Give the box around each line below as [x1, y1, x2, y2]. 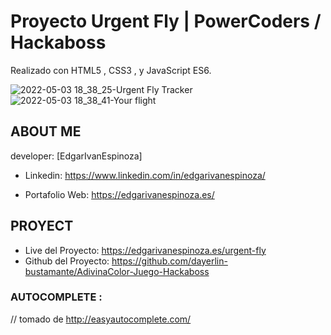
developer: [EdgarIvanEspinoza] [10, 150, 143, 162]
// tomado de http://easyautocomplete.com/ [10, 313, 192, 325]
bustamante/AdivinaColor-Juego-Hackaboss [24, 265, 210, 277]
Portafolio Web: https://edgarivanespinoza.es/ [24, 188, 215, 200]
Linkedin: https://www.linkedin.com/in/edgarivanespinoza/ [24, 169, 266, 181]
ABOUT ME [10, 123, 82, 140]
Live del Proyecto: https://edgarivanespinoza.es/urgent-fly [24, 244, 267, 256]
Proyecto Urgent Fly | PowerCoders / [10, 10, 322, 33]
